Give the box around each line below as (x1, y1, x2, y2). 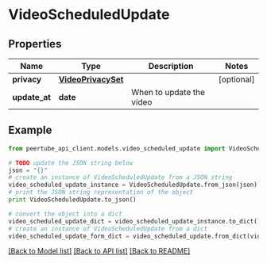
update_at (12, 92, 52, 102)
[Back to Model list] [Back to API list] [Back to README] (8, 246, 191, 256)
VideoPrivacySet (58, 74, 124, 85)
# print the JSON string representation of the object (8, 189, 194, 196)
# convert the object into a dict (8, 210, 123, 218)
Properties (8, 37, 62, 51)
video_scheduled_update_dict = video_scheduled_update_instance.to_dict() (8, 217, 261, 225)
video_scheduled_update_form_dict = (8, 232, 130, 240)
